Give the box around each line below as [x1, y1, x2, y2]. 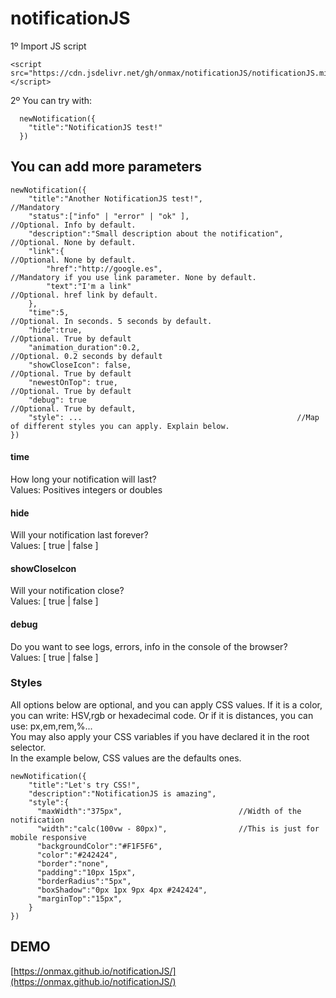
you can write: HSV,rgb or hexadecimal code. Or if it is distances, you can [10, 709, 314, 721]
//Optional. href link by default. [10, 290, 159, 300]
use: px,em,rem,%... [10, 720, 93, 732]
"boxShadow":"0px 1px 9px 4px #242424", [36, 885, 208, 895]
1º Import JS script [10, 40, 87, 52]
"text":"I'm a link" [46, 281, 132, 291]
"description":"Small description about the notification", [28, 228, 284, 239]
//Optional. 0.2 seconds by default [10, 351, 163, 361]
